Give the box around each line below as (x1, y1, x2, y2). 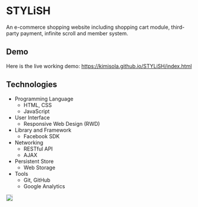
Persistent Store (14, 158, 54, 165)
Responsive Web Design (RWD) (23, 120, 100, 127)
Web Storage (23, 163, 56, 171)
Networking (14, 139, 44, 146)
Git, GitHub (23, 176, 51, 183)
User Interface (14, 113, 50, 121)
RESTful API (23, 145, 53, 152)
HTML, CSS (23, 101, 52, 108)
